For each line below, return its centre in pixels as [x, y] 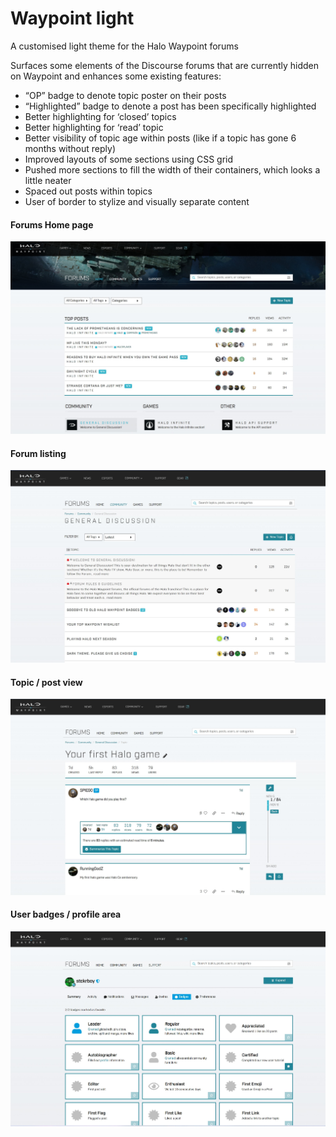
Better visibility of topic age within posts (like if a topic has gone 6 [160, 138]
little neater [48, 180]
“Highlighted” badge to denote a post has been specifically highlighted [170, 106]
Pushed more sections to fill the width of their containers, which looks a [172, 169]
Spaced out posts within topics [88, 191]
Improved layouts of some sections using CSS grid [129, 159]
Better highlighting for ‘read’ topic [94, 127]
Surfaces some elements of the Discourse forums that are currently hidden [165, 65]
